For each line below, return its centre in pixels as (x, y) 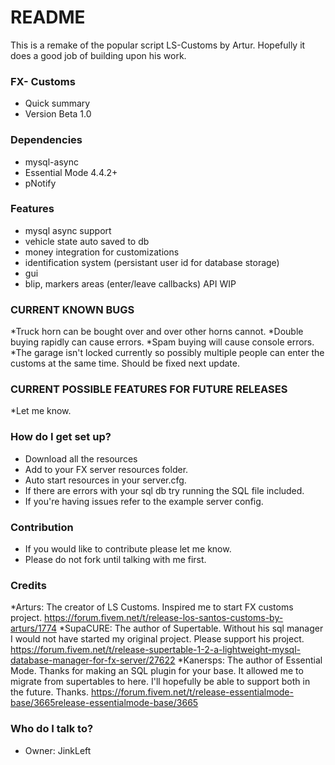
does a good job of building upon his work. (98, 55)
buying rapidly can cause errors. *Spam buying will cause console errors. (162, 342)
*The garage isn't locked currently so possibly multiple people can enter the (167, 353)
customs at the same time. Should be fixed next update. (125, 363)
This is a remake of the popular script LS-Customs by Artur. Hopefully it (158, 45)
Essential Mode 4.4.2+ (71, 172)
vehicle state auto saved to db (87, 241)
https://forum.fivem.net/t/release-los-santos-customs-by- (164, 618)
